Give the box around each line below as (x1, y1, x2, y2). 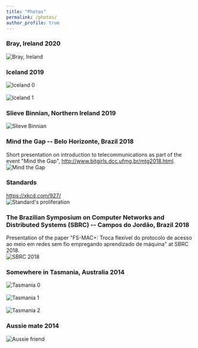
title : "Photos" (6, 8, 46, 15)
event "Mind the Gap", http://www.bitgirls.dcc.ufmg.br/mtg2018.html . (6, 157, 175, 164)
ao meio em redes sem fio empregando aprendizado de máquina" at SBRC (6, 241, 189, 248)
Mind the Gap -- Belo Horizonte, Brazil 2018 (6, 138, 134, 146)
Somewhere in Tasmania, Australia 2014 (6, 268, 125, 276)
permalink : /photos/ (6, 14, 58, 20)
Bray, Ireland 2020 (6, 39, 61, 48)
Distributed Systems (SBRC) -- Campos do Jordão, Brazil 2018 (6, 220, 190, 229)
